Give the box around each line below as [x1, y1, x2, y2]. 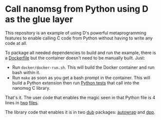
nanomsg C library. [12, 85, 51, 91]
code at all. [5, 40, 28, 46]
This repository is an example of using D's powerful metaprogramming [5, 30, 147, 36]
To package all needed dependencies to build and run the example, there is [5, 50, 157, 56]
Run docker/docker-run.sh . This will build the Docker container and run [12, 64, 155, 70]
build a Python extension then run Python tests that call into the [12, 80, 140, 86]
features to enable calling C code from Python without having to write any [5, 35, 153, 41]
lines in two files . [5, 100, 39, 105]
